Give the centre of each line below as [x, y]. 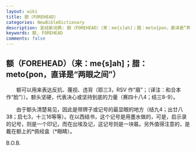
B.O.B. [13, 143]
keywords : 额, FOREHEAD [34, 33]
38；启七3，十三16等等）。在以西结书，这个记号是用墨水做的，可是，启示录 [97, 117]
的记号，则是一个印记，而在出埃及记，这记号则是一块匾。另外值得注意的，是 [98, 124]
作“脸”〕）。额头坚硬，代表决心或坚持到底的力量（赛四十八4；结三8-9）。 [92, 97]
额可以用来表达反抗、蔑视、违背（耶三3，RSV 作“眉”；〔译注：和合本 [99, 89]
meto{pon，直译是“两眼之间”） [63, 74]
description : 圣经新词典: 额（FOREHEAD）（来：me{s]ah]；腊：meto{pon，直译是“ [96, 28]
